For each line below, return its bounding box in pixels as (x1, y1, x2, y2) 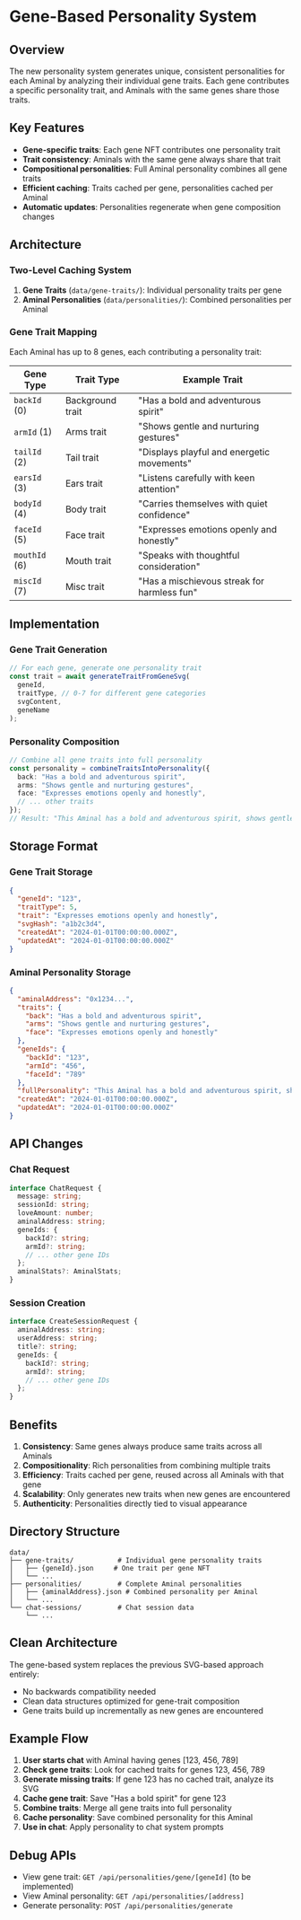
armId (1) (13, 425, 53, 437)
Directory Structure (9, 1524, 121, 1539)
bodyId (13, 498, 42, 508)
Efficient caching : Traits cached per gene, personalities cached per (21, 182, 273, 193)
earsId (13, 472, 42, 482)
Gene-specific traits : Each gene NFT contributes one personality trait (21, 144, 280, 154)
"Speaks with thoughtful (138, 549, 240, 561)
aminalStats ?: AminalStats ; (17, 1267, 123, 1276)
